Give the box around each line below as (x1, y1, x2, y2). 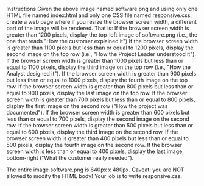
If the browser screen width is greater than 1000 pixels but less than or (6, 57, 184, 64)
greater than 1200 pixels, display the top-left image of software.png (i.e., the (6, 31, 198, 38)
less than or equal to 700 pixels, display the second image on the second (6, 115, 190, 123)
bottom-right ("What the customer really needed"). (6, 154, 134, 161)
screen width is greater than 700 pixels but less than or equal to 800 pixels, (6, 96, 195, 103)
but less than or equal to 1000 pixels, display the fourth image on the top (6, 76, 188, 84)
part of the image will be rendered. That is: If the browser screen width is (6, 24, 189, 32)
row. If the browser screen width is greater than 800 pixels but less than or (6, 83, 194, 90)
